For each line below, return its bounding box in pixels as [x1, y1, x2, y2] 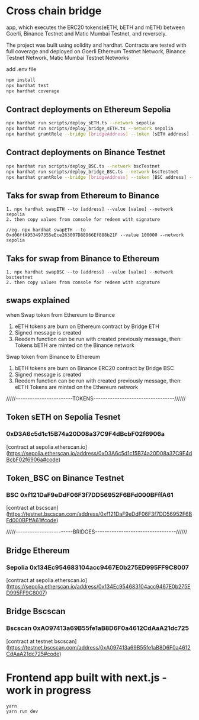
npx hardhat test [6, 82, 49, 88]
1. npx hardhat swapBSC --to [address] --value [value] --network [6, 269, 174, 275]
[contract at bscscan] [6, 504, 59, 512]
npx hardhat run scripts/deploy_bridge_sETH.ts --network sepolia [6, 126, 174, 131]
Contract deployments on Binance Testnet [6, 147, 166, 157]
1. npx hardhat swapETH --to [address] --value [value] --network [6, 206, 174, 213]
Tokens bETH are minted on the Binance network [14, 342, 135, 349]
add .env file [6, 65, 37, 72]
